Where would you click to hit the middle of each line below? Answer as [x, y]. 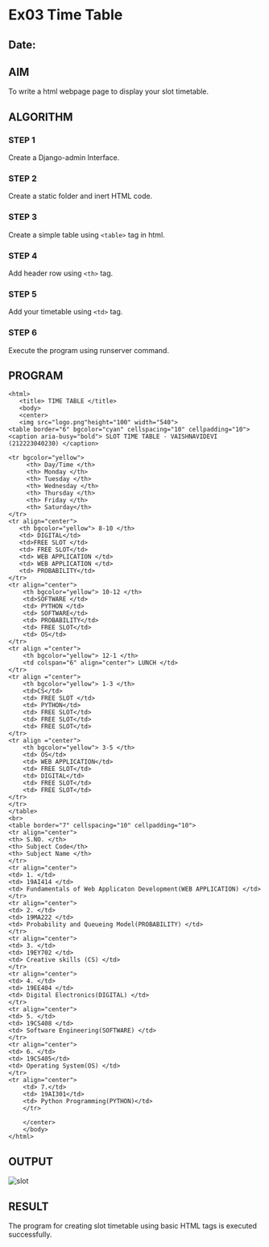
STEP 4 [23, 255]
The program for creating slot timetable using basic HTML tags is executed [133, 1226]
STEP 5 [23, 294]
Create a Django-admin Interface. [64, 158]
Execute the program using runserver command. [89, 350]
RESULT [29, 1206]
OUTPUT [31, 1161]
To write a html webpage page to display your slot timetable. [109, 91]
